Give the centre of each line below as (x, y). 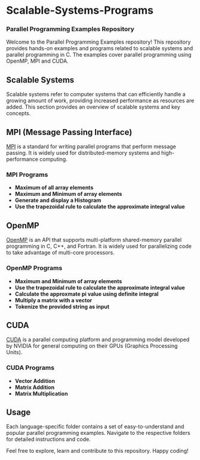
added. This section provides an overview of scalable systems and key (93, 107)
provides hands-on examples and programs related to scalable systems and (100, 48)
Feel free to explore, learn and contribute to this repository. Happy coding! (97, 451)
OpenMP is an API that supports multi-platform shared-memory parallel (94, 240)
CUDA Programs (30, 368)
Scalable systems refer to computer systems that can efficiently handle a (96, 94)
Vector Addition (35, 381)
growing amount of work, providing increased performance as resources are (100, 101)
